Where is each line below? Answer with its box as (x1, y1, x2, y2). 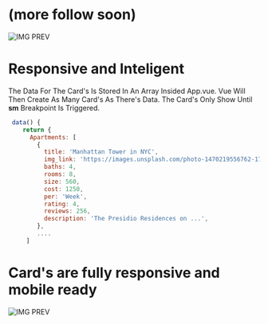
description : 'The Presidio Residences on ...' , (43, 215, 209, 223)
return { (22, 126, 52, 134)
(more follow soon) (8, 6, 136, 24)
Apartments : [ (29, 133, 77, 141)
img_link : (43, 155, 77, 164)
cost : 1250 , (43, 185, 84, 193)
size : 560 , (43, 178, 81, 185)
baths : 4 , (43, 163, 77, 171)
